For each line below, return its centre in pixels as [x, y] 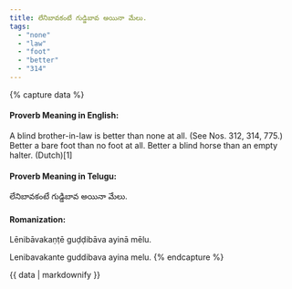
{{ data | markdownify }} [55, 275]
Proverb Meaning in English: [64, 116]
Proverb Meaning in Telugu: [63, 176]
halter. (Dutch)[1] [41, 155]
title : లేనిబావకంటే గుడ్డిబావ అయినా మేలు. [78, 18]
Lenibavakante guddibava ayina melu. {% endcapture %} [117, 257]
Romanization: [38, 219]
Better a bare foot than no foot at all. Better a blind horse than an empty [144, 146]
